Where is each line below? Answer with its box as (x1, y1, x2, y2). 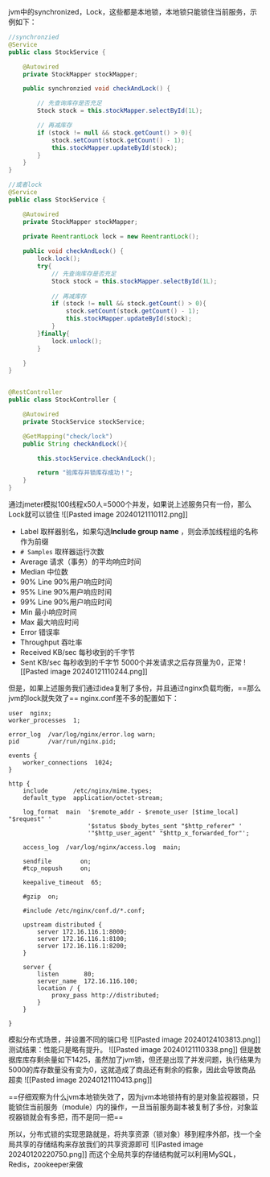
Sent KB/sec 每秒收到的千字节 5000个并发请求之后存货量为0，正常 (19, 657, 243, 667)
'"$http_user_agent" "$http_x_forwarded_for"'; (87, 829, 250, 837)
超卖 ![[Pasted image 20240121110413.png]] (8, 1075, 153, 1084)
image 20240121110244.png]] (50, 667, 148, 676)
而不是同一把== (71, 1113, 124, 1121)
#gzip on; (22, 893, 59, 901)
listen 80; (37, 970, 95, 978)
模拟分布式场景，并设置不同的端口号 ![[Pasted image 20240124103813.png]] (8, 1034, 261, 1044)
